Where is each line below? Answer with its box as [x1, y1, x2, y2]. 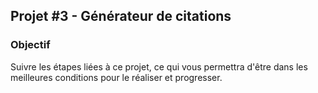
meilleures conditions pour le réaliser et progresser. [10, 71, 223, 83]
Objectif [10, 38, 51, 52]
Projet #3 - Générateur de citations [10, 8, 232, 25]
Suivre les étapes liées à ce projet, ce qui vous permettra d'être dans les [10, 60, 308, 73]
